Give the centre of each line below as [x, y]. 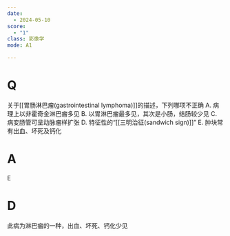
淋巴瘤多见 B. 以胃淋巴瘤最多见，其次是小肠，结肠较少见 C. [133, 113]
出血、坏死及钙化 [37, 130]
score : [17, 26]
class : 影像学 [26, 39]
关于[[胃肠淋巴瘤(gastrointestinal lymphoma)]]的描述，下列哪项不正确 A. [109, 105]
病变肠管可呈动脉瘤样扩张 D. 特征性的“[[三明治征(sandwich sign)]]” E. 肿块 [112, 122]
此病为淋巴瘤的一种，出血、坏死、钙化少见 [67, 225]
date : [15, 13]
